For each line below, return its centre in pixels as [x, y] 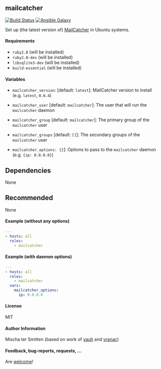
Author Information [26, 328]
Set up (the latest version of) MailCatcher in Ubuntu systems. [67, 30]
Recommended [29, 198]
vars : [15, 286]
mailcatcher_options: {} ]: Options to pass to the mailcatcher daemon [84, 150]
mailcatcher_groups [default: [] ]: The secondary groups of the [76, 135]
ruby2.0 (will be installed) [38, 52]
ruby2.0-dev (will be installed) [43, 57]
